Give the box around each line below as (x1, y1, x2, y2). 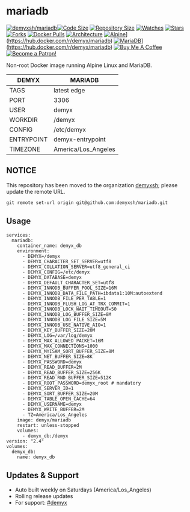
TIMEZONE (9, 145, 41, 153)
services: (6, 232, 31, 238)
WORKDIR (9, 115, 38, 124)
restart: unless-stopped (17, 422, 79, 428)
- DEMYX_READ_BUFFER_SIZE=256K (22, 370, 101, 376)
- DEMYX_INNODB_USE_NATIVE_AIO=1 (22, 322, 106, 328)
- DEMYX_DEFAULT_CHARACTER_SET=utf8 (22, 280, 114, 286)
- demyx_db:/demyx (22, 433, 69, 439)
